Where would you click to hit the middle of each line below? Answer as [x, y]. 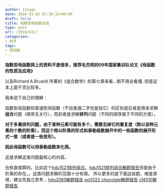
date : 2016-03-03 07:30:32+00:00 [39, 14]
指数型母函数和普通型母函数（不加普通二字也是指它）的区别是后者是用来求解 [81, 108]
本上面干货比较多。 [24, 87]
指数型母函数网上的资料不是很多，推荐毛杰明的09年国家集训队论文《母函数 [80, 65]
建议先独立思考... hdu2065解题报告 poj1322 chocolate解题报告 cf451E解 [85, 179]
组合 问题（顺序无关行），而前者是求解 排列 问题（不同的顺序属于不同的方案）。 [81, 114]
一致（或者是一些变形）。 [33, 136]
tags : [10, 46]
